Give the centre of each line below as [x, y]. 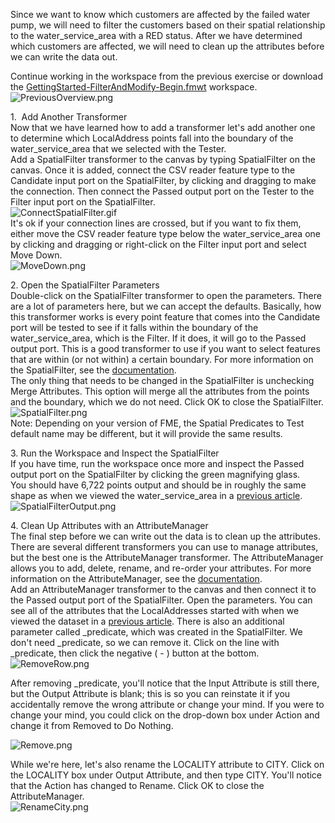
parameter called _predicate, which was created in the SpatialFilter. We [156, 632]
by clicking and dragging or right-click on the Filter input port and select [158, 244]
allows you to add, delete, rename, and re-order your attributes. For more [161, 568]
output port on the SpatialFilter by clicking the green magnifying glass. [155, 474]
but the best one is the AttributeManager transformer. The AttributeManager [167, 557]
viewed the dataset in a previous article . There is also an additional [147, 621]
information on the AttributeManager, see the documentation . [136, 578]
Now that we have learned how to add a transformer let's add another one [163, 127]
